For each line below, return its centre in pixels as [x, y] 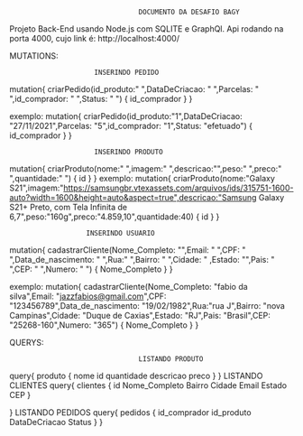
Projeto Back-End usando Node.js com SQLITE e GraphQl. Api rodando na [147, 29]
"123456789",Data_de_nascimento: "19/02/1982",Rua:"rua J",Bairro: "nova [147, 306]
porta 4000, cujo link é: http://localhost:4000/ [95, 38]
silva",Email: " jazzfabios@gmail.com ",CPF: [88, 296]
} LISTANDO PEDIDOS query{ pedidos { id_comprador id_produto [130, 413]
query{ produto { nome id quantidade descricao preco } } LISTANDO [136, 376]
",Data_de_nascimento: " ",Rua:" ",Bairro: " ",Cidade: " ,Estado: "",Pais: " [142, 260]
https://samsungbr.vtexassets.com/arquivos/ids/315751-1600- [178, 188]
